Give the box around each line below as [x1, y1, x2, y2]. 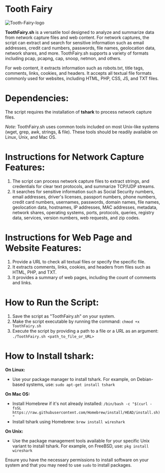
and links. [12, 280, 32, 285]
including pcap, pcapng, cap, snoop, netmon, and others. [5, 55, 122, 61]
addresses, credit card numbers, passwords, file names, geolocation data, [5, 45, 156, 51]
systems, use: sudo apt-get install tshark [26, 381, 115, 387]
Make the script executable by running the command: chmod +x [12, 318, 140, 324]
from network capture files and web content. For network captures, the [5, 34, 149, 40]
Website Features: [5, 243, 82, 253]
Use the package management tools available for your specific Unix [12, 438, 150, 443]
